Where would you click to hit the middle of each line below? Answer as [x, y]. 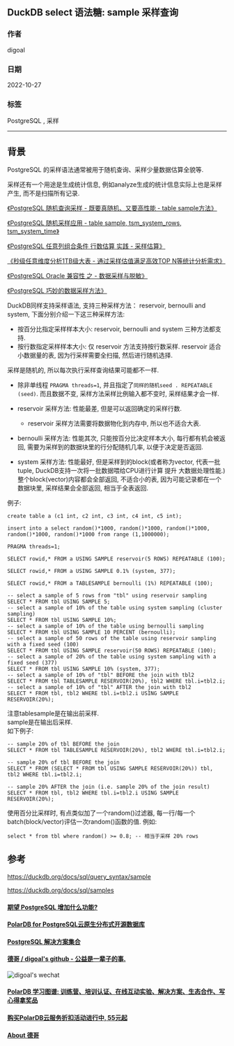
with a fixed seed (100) [43, 645]
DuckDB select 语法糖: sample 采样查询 [93, 13]
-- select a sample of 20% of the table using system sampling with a [112, 657]
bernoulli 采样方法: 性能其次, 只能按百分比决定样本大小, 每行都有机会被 [118, 438]
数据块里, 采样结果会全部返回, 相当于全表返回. [83, 488]
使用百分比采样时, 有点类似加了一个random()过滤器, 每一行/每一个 [101, 813]
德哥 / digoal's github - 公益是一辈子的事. [67, 959]
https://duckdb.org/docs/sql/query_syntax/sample [79, 876]
